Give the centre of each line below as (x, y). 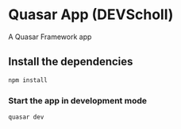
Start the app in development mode (77, 100)
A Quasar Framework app (50, 37)
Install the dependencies (71, 62)
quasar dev (26, 117)
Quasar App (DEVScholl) (91, 15)
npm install (28, 80)
